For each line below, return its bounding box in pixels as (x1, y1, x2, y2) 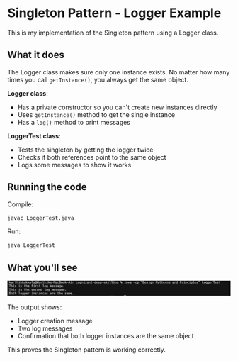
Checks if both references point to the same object (17, 152, 166, 161)
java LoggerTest (7, 242, 55, 249)
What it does (7, 49, 65, 61)
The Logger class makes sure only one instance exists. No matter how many (7, 67, 230, 76)
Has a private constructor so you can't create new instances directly (17, 103, 217, 111)
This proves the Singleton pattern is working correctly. (7, 345, 166, 354)
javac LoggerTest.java (7, 214, 74, 221)
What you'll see (7, 261, 78, 274)
